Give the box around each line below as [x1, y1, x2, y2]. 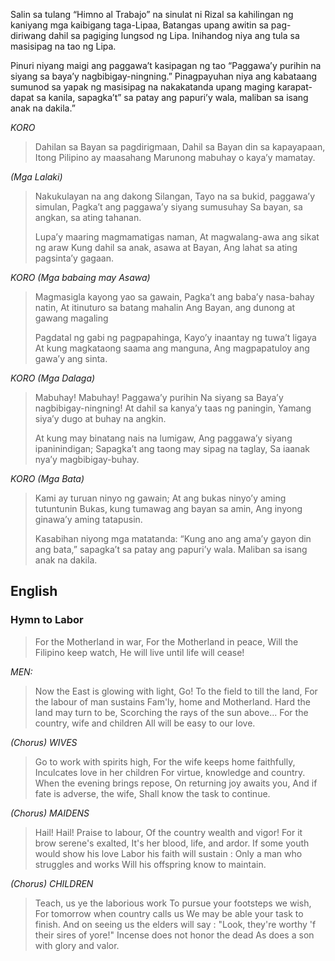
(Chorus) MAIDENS [10, 807, 90, 819]
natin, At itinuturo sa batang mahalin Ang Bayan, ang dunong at [34, 302, 296, 313]
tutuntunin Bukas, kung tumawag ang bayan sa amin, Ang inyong [34, 503, 303, 514]
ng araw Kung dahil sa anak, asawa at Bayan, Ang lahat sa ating [34, 242, 298, 253]
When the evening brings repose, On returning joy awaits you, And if [34, 777, 318, 789]
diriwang [10, 30, 47, 41]
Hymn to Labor [10, 613, 84, 627]
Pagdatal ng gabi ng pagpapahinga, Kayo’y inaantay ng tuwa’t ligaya [34, 332, 317, 343]
